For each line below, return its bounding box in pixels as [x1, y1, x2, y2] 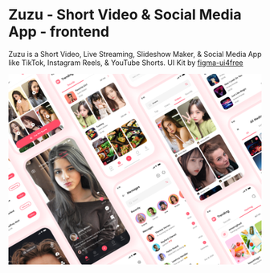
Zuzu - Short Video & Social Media [8, 6, 242, 24]
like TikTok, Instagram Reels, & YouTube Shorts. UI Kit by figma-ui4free [8, 58, 243, 67]
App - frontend [8, 22, 110, 41]
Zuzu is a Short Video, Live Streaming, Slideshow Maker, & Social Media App [8, 49, 262, 59]
